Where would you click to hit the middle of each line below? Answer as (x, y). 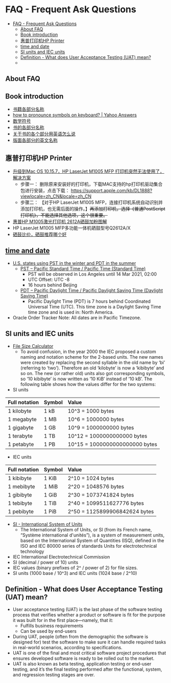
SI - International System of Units (47, 524)
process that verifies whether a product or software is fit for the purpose (89, 615)
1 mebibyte (21, 486)
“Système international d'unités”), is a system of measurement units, (92, 535)
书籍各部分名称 (28, 109)
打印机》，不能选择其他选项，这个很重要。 (64, 215)
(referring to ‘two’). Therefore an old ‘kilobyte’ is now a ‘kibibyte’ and (92, 368)
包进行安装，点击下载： (45, 190)
